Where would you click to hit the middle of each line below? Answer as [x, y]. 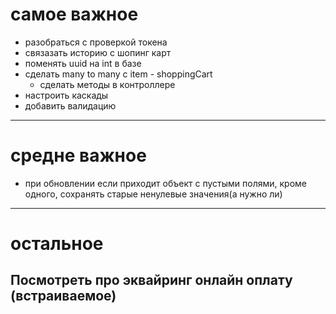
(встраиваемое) [63, 296]
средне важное [78, 155]
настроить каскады [66, 95]
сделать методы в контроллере [107, 84]
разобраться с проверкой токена [96, 42]
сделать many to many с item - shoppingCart [118, 74]
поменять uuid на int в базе [83, 63]
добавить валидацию [70, 105]
